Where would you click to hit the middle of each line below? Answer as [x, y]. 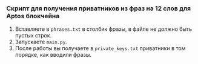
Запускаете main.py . [41, 42]
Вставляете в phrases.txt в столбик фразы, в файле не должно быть [104, 29]
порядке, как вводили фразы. [53, 55]
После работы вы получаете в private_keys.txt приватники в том [100, 48]
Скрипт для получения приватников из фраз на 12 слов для [99, 8]
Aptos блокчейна [33, 16]
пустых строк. [33, 36]
